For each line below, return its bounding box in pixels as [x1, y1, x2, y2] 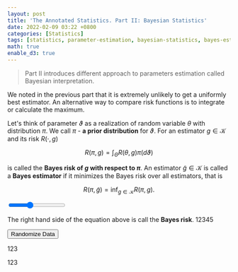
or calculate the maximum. [7, 105, 85, 114]
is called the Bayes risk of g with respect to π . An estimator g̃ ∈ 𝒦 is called [7, 163, 228, 172]
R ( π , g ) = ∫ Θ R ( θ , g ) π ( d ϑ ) [84, 148, 154, 158]
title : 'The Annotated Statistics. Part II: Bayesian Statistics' [7, 17, 208, 24]
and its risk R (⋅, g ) [7, 134, 59, 143]
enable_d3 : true [7, 50, 55, 57]
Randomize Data [11, 230, 55, 238]
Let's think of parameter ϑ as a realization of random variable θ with [7, 119, 205, 127]
